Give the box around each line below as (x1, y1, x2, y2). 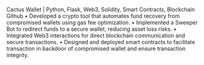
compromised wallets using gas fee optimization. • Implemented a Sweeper (6, 19, 198, 26)
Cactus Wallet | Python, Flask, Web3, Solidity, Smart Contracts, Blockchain (6, 6, 195, 13)
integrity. (6, 52, 29, 58)
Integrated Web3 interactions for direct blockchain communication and (6, 32, 186, 39)
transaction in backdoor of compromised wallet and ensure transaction (6, 45, 186, 52)
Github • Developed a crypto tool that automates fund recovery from (6, 12, 180, 20)
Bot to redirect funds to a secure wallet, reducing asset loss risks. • (6, 25, 177, 32)
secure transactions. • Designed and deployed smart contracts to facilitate (6, 39, 195, 45)
